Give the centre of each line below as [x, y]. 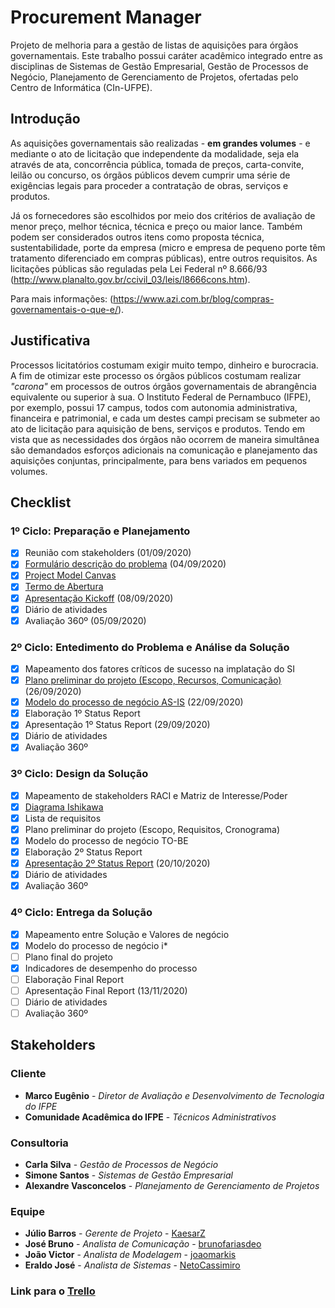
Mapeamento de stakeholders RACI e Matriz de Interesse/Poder [156, 795]
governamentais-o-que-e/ [64, 309]
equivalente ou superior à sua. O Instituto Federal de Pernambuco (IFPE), [161, 397]
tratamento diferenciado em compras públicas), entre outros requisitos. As [164, 258]
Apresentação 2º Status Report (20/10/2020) [117, 863]
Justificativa [50, 341]
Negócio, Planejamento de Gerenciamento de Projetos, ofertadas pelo [154, 77]
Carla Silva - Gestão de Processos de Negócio [121, 1165]
